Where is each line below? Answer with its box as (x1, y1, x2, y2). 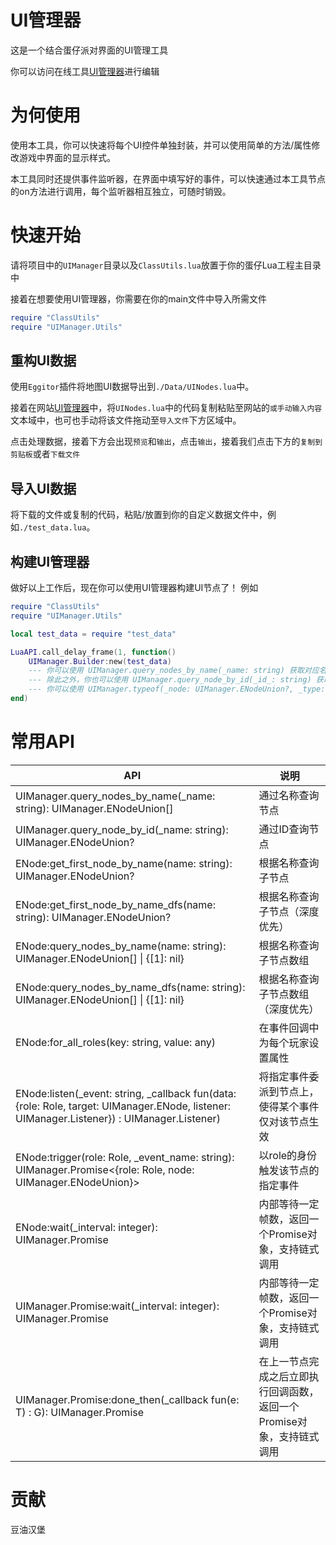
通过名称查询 (258, 788, 320, 802)
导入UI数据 (10, 480, 77, 497)
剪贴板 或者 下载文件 (10, 448, 81, 460)
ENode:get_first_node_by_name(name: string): (15, 856, 233, 870)
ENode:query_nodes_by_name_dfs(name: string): (15, 980, 246, 994)
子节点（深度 (258, 904, 320, 918)
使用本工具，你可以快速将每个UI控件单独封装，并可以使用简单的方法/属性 (10, 139, 312, 151)
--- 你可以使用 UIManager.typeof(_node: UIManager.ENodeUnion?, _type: (28, 684, 326, 695)
